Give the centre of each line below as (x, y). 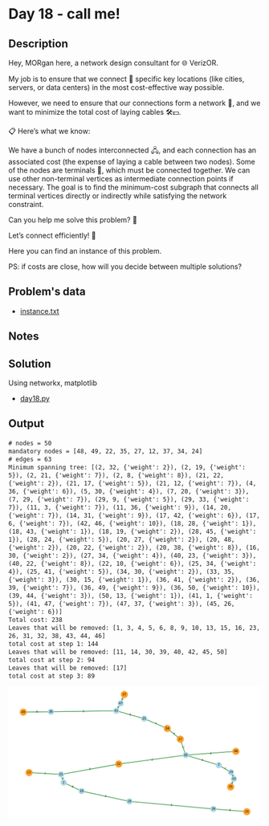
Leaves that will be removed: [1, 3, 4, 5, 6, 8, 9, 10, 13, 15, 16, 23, (134, 628)
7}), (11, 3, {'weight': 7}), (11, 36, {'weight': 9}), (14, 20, (120, 507)
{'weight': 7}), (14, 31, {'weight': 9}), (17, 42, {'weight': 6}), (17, (134, 515)
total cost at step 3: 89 (51, 676)
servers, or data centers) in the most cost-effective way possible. (116, 87)
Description (38, 44)
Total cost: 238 (35, 620)
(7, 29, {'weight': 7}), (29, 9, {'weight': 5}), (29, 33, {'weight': (129, 499)
